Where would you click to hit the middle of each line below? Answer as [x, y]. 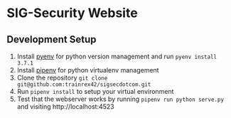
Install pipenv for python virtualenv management [88, 70]
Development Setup [52, 39]
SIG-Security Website [72, 13]
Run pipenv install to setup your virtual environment [95, 91]
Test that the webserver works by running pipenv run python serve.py [120, 99]
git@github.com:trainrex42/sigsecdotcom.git [84, 85]
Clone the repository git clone [62, 77]
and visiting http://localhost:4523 [65, 107]
